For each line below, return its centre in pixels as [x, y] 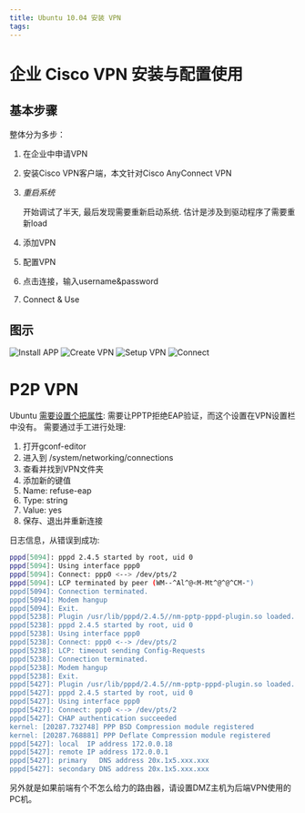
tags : [20, 26]
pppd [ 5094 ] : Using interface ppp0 [75, 566]
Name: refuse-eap [57, 491]
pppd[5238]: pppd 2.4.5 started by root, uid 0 [102, 625]
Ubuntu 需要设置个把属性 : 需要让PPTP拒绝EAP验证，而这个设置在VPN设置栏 [152, 416]
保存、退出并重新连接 [62, 521]
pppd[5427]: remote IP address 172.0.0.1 [89, 752]
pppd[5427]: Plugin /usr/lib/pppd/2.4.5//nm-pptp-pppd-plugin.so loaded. [152, 685]
